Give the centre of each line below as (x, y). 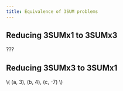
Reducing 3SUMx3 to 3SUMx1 (62, 68)
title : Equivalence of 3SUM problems (52, 11)
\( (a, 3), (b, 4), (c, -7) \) (35, 82)
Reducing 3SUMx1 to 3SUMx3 (62, 36)
